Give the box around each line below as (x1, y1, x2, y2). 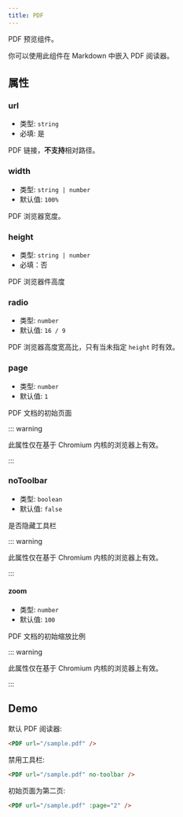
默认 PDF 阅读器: (8, 723, 63, 733)
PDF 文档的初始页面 (8, 408, 72, 417)
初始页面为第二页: (8, 786, 66, 795)
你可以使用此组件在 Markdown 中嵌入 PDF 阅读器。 (8, 50, 174, 60)
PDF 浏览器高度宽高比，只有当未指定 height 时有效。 (8, 342, 180, 352)
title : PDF (8, 11, 44, 20)
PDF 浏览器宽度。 (8, 211, 65, 220)
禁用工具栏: (8, 755, 46, 764)
